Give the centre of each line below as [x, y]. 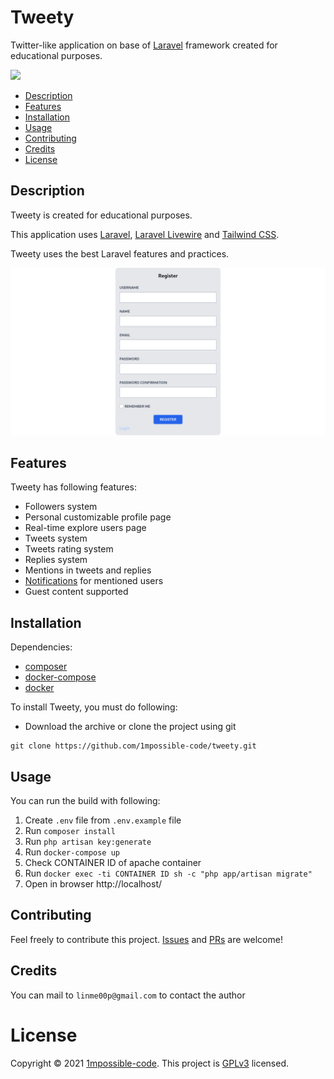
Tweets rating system [69, 549]
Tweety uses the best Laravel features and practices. [120, 253]
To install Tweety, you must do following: [94, 707]
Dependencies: [41, 647]
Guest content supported [76, 592]
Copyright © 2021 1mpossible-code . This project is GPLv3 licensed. [150, 1063]
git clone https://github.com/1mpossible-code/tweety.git [133, 746]
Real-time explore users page [85, 528]
